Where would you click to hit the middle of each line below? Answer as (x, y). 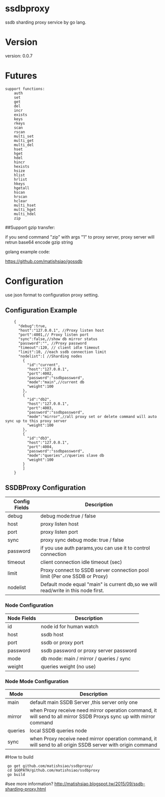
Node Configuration (29, 605)
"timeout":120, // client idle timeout (59, 347)
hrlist (21, 179)
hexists (22, 166)
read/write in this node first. (72, 590)
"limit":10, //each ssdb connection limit (62, 352)
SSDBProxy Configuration (45, 488)
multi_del (24, 145)
